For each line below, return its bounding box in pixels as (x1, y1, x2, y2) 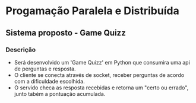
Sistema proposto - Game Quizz (5, 28, 126, 38)
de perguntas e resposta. (14, 65, 76, 72)
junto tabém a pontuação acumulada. (14, 90, 106, 97)
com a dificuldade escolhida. (14, 78, 85, 85)
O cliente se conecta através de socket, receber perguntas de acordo (14, 71, 185, 78)
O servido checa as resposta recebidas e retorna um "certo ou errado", (14, 84, 189, 91)
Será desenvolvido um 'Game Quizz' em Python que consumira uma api (14, 59, 191, 66)
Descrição (5, 46, 36, 54)
